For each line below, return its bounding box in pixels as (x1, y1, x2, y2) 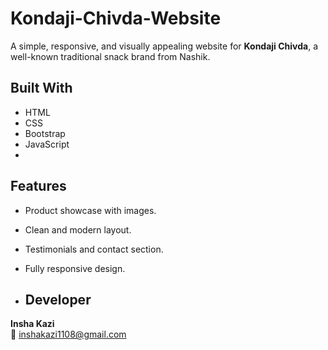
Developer (24, 291, 92, 308)
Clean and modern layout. (24, 223, 132, 236)
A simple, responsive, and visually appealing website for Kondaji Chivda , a (10, 40, 319, 52)
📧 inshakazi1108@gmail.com (10, 328, 127, 341)
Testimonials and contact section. (24, 243, 164, 255)
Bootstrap (24, 127, 66, 139)
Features (10, 178, 67, 195)
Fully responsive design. (24, 262, 126, 274)
